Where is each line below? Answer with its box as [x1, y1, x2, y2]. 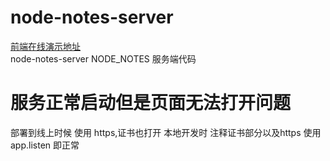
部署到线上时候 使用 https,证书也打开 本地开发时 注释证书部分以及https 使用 [10, 126, 322, 138]
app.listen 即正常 [10, 139, 80, 151]
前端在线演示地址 [10, 40, 81, 52]
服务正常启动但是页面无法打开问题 [10, 92, 292, 115]
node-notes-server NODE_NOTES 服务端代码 [10, 52, 197, 65]
